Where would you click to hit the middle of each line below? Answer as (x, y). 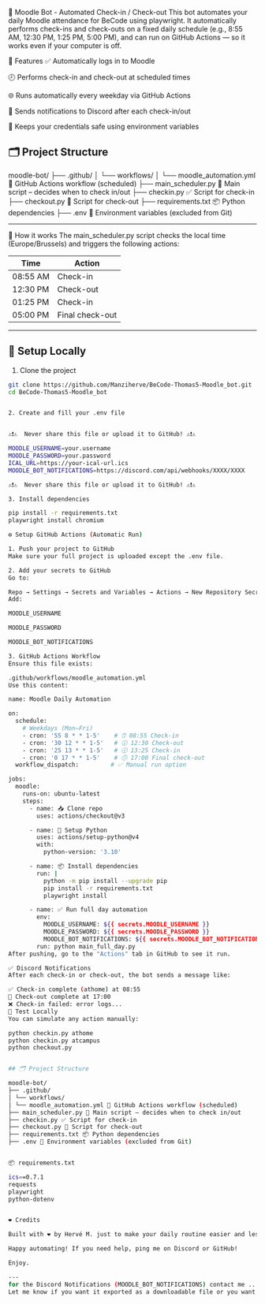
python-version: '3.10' (82, 852)
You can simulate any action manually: (74, 1019)
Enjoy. (19, 1263)
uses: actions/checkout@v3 (81, 816)
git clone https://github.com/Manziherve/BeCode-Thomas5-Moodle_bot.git (130, 385)
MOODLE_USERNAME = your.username (60, 449)
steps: (33, 801)
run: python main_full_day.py (86, 946)
